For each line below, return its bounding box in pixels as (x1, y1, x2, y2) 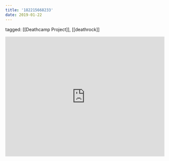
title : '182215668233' (5, 7, 53, 13)
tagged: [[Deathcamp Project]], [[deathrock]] (5, 26, 100, 32)
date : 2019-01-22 (5, 12, 42, 17)
